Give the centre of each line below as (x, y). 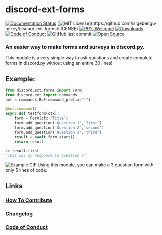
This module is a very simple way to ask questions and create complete (79, 58)
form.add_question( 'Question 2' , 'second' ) (59, 128)
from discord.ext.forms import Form (43, 91)
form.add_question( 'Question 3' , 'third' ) (58, 132)
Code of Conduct (26, 227)
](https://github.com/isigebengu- (123, 23)
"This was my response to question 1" (46, 155)
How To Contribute (29, 200)
